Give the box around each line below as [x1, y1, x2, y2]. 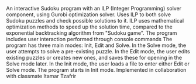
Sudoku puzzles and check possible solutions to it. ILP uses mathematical [6, 17, 184, 24]
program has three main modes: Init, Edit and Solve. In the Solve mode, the [6, 42, 186, 49]
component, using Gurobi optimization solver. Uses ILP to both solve [6, 11, 171, 18]
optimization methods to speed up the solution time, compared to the [6, 23, 173, 30]
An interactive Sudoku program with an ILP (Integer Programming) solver [6, 5, 182, 12]
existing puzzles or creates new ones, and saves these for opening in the [6, 54, 183, 61]
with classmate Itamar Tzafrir [6, 72, 77, 79]
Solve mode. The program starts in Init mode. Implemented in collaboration [6, 67, 187, 73]
